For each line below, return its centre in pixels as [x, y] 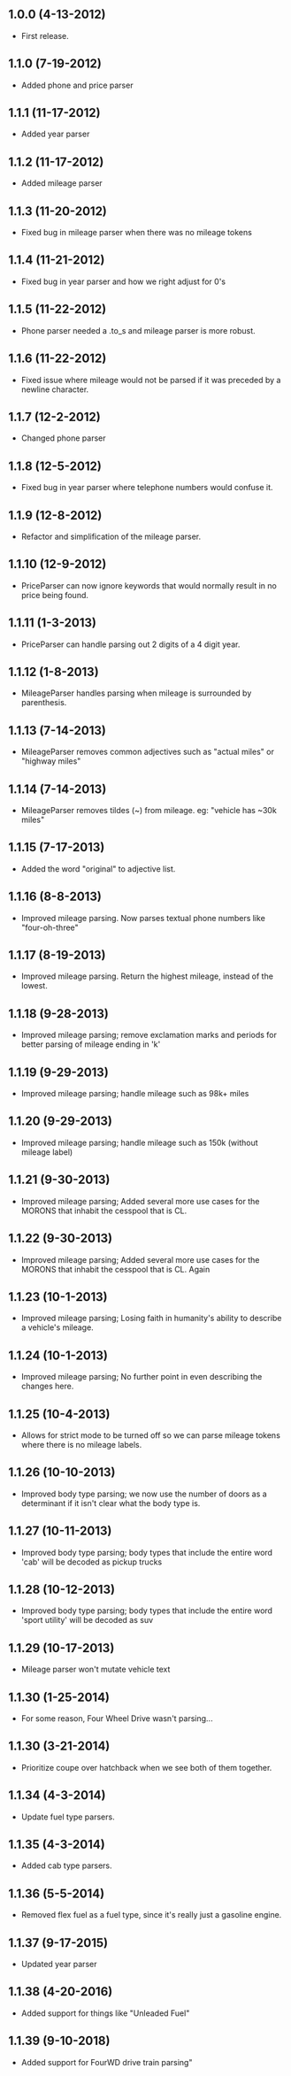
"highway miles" [51, 761]
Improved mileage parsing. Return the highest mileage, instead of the [147, 976]
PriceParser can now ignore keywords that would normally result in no [149, 585]
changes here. [47, 1386]
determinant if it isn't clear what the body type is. [111, 1503]
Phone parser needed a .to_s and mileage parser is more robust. [138, 330]
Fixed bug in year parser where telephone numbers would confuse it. [147, 488]
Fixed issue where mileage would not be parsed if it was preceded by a [151, 380]
